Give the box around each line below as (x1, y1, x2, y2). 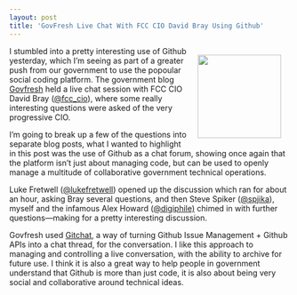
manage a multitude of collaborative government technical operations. (9, 166, 267, 178)
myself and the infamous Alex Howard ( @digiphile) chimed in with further (9, 203, 278, 213)
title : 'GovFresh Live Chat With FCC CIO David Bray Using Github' (9, 21, 265, 30)
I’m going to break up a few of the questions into (9, 129, 187, 140)
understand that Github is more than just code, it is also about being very (9, 267, 277, 278)
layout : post (9, 12, 58, 22)
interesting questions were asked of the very (9, 102, 173, 113)
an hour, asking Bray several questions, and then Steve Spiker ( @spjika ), (9, 193, 275, 204)
